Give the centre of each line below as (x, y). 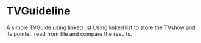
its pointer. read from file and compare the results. (69, 33)
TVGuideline (39, 11)
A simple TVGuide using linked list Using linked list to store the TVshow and (101, 27)
